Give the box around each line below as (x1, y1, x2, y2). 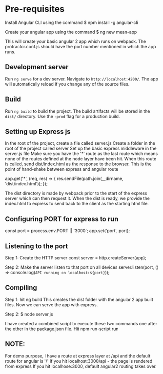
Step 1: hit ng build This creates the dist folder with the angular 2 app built (5, 296, 154, 302)
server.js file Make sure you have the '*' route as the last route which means (5, 151, 158, 157)
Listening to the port (5, 242, 68, 250)
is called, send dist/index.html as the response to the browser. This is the (5, 161, 152, 167)
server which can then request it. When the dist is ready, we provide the (5, 196, 150, 201)
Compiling (5, 284, 38, 292)
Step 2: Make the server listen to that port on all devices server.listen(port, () (5, 264, 159, 270)
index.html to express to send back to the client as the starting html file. (5, 201, 149, 207)
